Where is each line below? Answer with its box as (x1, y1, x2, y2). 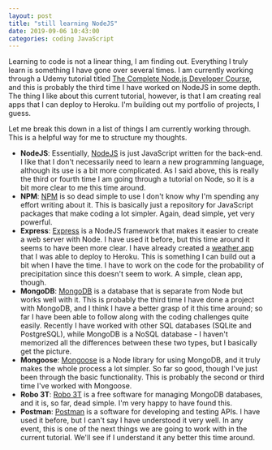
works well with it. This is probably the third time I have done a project (19, 295, 255, 305)
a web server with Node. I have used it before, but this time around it (19, 234, 250, 244)
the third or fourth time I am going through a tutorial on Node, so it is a (19, 174, 255, 184)
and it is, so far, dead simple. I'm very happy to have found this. (19, 398, 233, 408)
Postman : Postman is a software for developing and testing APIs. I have (19, 407, 261, 417)
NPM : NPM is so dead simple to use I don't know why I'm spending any (19, 191, 260, 201)
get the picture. (19, 346, 72, 357)
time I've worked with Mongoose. (19, 381, 132, 391)
